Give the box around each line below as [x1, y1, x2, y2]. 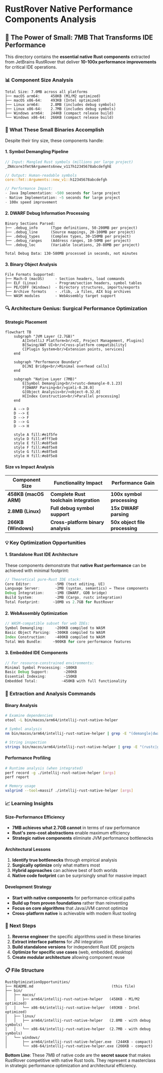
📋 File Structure [5, 967, 45, 973]
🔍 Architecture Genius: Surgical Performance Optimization [5, 305, 147, 312]
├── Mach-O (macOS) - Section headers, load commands [5, 277, 125, 282]
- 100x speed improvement [5, 200, 57, 204]
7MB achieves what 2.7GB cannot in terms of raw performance [12, 825, 140, 830]
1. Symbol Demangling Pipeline [5, 149, 69, 155]
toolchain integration [50, 497, 100, 504]
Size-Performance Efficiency [5, 814, 65, 820]
